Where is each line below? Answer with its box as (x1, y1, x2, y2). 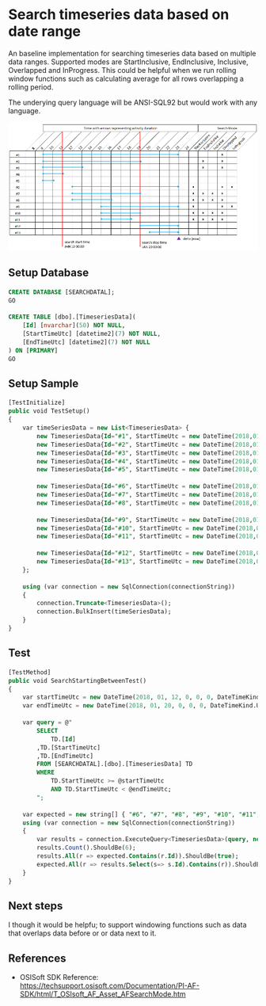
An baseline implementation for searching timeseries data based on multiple (8, 48, 256, 58)
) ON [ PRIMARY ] (8, 346, 59, 354)
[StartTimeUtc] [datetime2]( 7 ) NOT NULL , (22, 330, 161, 338)
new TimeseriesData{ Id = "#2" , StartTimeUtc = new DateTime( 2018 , (36, 440, 253, 448)
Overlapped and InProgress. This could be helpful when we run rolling (8, 65, 237, 74)
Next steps (8, 899, 63, 913)
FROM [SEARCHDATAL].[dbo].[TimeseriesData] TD (36, 760, 193, 768)
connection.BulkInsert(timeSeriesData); (36, 608, 172, 615)
